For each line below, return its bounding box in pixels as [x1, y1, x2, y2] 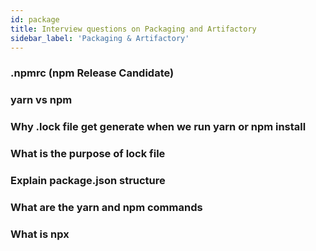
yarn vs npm [10, 93, 73, 107]
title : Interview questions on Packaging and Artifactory [10, 24, 257, 34]
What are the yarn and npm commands [10, 200, 203, 214]
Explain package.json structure [10, 173, 166, 187]
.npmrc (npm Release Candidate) [10, 66, 175, 80]
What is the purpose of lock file [10, 147, 166, 161]
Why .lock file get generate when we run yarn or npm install [10, 120, 307, 134]
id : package [10, 14, 60, 25]
